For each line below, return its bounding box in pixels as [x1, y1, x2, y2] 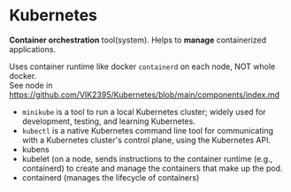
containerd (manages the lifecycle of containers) [21, 172, 200, 182]
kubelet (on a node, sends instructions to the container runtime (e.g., [21, 153, 273, 164]
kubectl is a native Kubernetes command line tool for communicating [21, 125, 274, 135]
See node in [9, 80, 53, 90]
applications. [9, 43, 56, 54]
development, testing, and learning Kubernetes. [21, 116, 196, 127]
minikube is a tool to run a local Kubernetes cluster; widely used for [21, 106, 267, 117]
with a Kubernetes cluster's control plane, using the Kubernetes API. [21, 134, 272, 145]
